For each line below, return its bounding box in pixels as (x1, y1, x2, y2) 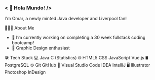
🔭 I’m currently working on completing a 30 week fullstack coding (11, 34, 146, 41)
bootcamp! (11, 40, 34, 46)
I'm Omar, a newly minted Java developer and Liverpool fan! (4, 16, 127, 22)
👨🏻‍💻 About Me (4, 25, 35, 31)
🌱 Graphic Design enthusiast (11, 45, 70, 51)
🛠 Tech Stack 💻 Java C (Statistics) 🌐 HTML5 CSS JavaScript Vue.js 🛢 (4, 55, 149, 61)
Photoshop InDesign (4, 69, 46, 75)
